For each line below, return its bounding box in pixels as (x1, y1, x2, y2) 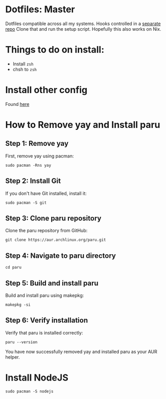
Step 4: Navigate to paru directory (5, 251, 116, 260)
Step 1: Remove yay (5, 139, 69, 148)
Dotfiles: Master (5, 4, 75, 15)
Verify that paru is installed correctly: (5, 329, 83, 336)
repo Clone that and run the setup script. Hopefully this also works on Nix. (5, 26, 161, 32)
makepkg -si (5, 302, 31, 307)
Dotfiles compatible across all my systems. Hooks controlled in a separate (5, 20, 161, 27)
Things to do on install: (5, 44, 105, 56)
